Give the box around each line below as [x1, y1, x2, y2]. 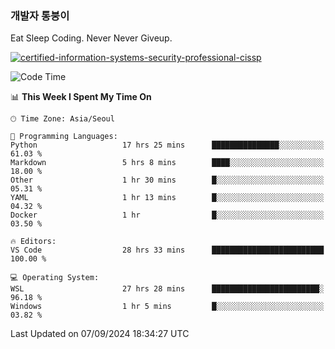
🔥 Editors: [10, 237, 57, 247]
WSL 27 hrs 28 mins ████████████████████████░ [10, 284, 325, 294]
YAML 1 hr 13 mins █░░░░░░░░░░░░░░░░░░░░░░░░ [10, 193, 325, 203]
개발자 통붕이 [10, 8, 70, 22]
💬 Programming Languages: [10, 132, 118, 142]
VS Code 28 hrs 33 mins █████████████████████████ [10, 245, 325, 256]
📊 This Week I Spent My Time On [10, 91, 152, 103]
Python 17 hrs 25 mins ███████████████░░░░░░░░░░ [10, 140, 325, 151]
